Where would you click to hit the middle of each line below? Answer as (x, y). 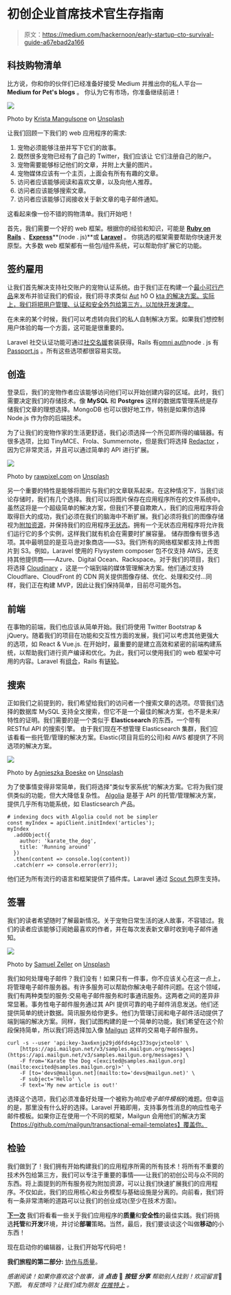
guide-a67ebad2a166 (54, 42)
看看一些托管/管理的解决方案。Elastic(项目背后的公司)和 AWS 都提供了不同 (118, 737)
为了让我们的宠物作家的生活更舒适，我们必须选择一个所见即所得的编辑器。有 (115, 433)
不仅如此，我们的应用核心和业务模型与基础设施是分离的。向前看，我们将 (121, 1192)
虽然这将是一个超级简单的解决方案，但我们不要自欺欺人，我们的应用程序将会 (115, 508)
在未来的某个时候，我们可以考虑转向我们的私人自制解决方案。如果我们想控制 (115, 319)
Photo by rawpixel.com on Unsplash (58, 477)
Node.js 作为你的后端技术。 (46, 418)
